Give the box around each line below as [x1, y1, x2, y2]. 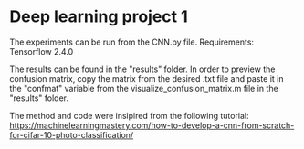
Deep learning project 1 [9, 6, 189, 27]
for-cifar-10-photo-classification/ [9, 129, 134, 140]
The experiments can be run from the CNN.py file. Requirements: [9, 36, 254, 47]
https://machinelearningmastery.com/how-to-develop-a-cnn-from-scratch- [9, 120, 295, 131]
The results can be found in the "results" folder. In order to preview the [9, 64, 276, 74]
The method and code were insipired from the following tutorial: [9, 110, 249, 121]
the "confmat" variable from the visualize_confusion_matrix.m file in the [9, 83, 278, 94]
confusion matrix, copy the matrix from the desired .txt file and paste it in [9, 73, 284, 84]
